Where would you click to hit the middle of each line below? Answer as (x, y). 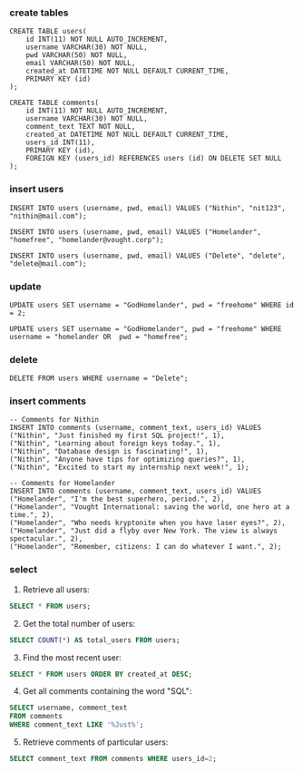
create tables (39, 13)
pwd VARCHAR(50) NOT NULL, (77, 55)
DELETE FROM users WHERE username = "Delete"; (99, 378)
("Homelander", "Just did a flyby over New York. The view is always (144, 531)
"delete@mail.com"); (49, 264)
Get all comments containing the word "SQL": (107, 691)
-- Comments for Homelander (63, 484)
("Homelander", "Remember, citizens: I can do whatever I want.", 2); (146, 547)
